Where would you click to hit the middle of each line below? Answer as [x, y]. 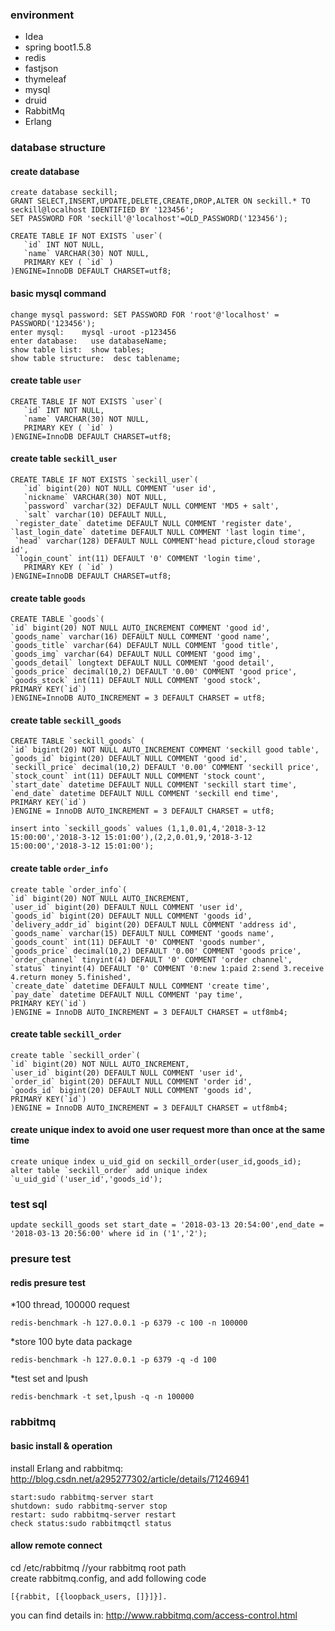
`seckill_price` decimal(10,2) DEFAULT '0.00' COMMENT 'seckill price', [165, 768]
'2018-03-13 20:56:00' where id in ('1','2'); [109, 1234]
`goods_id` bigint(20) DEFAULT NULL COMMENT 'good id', [129, 759]
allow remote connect [56, 1545]
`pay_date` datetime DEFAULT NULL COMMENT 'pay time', [127, 994]
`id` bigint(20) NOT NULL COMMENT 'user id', [120, 489]
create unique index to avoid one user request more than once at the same [168, 1130]
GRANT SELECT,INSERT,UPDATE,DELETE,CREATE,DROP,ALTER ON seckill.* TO [160, 201]
